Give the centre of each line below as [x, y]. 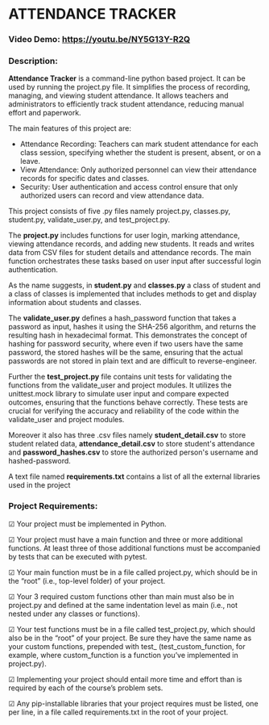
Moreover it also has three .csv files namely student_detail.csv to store [127, 435]
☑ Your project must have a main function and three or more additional [126, 539]
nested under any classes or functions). [74, 614]
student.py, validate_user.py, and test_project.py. [89, 220]
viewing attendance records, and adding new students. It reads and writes [132, 244]
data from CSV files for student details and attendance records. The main [130, 253]
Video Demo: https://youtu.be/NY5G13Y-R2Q [99, 40]
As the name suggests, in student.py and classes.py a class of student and [134, 285]
